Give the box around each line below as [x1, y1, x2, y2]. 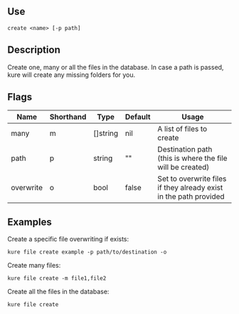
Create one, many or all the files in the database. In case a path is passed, [7, 63, 224, 71]
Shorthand [49, 112, 87, 122]
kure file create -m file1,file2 [7, 275, 107, 282]
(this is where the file [157, 153, 228, 163]
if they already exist [157, 183, 223, 193]
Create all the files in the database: [7, 288, 110, 296]
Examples [7, 216, 52, 228]
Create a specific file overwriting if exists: [7, 235, 129, 244]
